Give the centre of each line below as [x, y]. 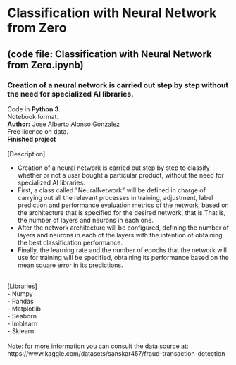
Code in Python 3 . [34, 109]
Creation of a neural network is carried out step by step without [118, 85]
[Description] [26, 154]
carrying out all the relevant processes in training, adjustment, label [115, 197]
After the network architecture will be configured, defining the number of [123, 228]
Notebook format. [33, 116]
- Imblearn [23, 323]
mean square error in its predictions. [70, 265]
